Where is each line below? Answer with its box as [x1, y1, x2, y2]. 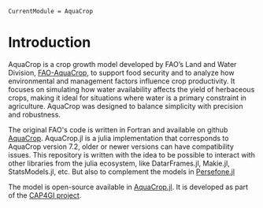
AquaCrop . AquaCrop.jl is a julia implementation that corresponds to [8, 133, 229, 143]
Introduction [8, 34, 91, 51]
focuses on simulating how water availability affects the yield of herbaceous [8, 84, 255, 94]
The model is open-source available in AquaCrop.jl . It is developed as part [8, 182, 249, 191]
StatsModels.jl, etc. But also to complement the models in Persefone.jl [8, 166, 235, 176]
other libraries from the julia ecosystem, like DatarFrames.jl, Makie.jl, [8, 158, 230, 168]
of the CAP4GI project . [8, 190, 82, 200]
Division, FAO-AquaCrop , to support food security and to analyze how [8, 68, 235, 77]
